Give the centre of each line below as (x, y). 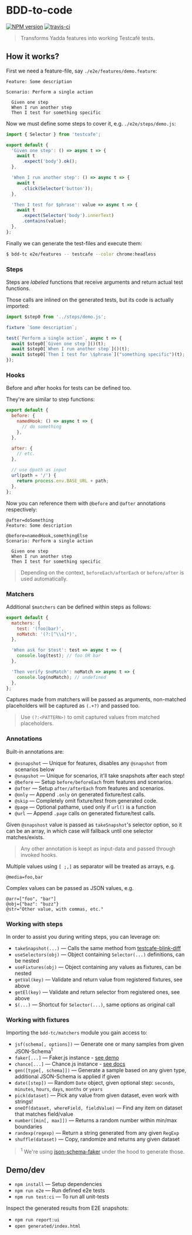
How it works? (33, 57)
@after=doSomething (30, 520)
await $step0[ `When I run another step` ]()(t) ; (71, 349)
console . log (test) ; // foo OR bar (59, 656)
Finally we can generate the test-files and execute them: (74, 243)
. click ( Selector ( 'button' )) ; (57, 188)
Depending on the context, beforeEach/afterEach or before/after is (102, 572)
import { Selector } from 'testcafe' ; (53, 134)
